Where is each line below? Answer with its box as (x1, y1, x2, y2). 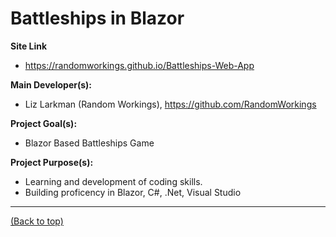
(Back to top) (10, 215, 64, 227)
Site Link (10, 40, 48, 52)
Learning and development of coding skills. (24, 175, 203, 187)
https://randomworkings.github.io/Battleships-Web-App (24, 59, 255, 71)
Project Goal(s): (10, 117, 78, 129)
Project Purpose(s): (10, 156, 94, 168)
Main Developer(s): (10, 78, 92, 91)
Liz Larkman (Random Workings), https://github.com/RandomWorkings (24, 98, 317, 110)
